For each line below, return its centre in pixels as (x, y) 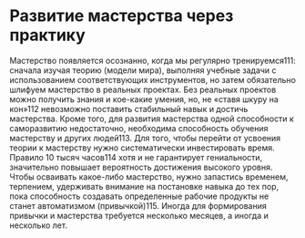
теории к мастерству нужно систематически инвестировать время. (142, 148)
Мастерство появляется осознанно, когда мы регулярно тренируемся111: (152, 60)
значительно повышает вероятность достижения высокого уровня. (141, 167)
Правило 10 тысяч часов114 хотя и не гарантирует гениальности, (136, 157)
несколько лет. (39, 225)
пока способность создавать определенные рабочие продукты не (139, 196)
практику (47, 35)
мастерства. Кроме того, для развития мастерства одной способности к (152, 119)
